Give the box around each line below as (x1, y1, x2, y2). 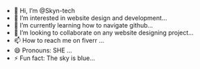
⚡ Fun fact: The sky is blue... (13, 54, 96, 62)
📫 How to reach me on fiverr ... (13, 37, 105, 44)
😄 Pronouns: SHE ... (13, 46, 73, 55)
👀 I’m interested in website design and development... (13, 14, 167, 22)
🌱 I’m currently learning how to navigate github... (13, 21, 153, 29)
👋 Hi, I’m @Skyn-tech (13, 7, 75, 14)
